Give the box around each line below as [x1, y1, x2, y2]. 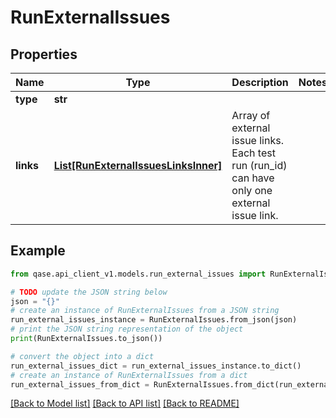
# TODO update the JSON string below [10, 287, 168, 297]
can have [231, 171, 275, 185]
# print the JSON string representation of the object [10, 324, 244, 335]
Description [231, 76, 289, 89]
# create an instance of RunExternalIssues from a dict [10, 370, 248, 380]
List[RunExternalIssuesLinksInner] [53, 159, 223, 172]
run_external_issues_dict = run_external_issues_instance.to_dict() [10, 361, 302, 371]
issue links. [231, 134, 284, 147]
